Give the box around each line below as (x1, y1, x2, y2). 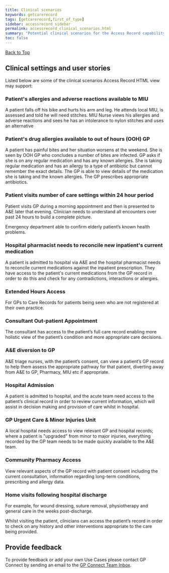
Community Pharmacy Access (5, 456, 81, 464)
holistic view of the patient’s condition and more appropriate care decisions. (5, 334, 162, 340)
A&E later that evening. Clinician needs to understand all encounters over (5, 208, 157, 214)
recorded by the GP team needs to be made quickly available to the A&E (5, 438, 154, 444)
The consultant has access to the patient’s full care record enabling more (5, 329, 157, 335)
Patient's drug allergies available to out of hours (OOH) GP (5, 135, 150, 142)
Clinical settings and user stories (5, 64, 111, 73)
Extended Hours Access (5, 288, 65, 295)
